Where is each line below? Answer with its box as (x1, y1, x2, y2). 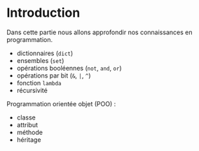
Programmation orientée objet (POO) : (6, 99, 116, 108)
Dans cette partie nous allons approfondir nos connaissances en (6, 28, 193, 36)
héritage (16, 135, 41, 144)
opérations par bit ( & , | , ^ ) (16, 71, 91, 80)
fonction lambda (16, 78, 62, 87)
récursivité (16, 86, 48, 94)
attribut (16, 120, 39, 129)
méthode (16, 128, 43, 136)
